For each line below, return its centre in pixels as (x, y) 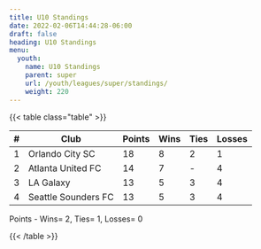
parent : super (51, 75)
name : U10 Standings (63, 67)
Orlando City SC (61, 153)
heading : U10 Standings (53, 42)
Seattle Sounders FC (71, 197)
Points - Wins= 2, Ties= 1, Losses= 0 (76, 219)
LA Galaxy (49, 183)
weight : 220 (47, 91)
